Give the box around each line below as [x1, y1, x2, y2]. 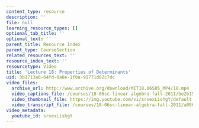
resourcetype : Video [6, 63, 57, 70]
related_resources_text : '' [6, 52, 76, 58]
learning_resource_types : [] [6, 25, 78, 31]
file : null [6, 19, 33, 25]
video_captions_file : [11, 91, 65, 97]
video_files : [6, 80, 38, 86]
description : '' [6, 14, 46, 20]
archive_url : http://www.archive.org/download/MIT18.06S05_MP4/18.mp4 [11, 86, 190, 91]
